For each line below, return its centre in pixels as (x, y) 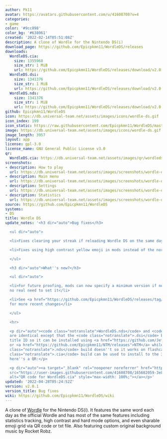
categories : (17, 19)
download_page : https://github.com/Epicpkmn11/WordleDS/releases (74, 47)
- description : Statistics (33, 195)
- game (12, 24)
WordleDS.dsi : (24, 75)
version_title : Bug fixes (32, 391)
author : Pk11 (19, 10)
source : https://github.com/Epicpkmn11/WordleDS (56, 204)
